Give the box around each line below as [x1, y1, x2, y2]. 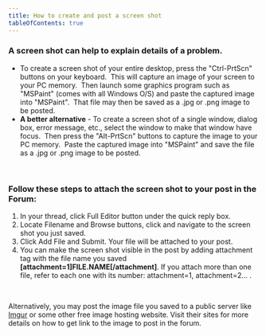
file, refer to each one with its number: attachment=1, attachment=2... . [19, 271, 252, 280]
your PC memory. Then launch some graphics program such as [19, 80, 230, 90]
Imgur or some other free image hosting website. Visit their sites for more [8, 310, 249, 319]
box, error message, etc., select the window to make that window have [19, 123, 252, 132]
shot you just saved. [19, 229, 86, 238]
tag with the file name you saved [19, 254, 127, 264]
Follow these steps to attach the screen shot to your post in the [8, 183, 257, 194]
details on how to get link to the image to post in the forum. [8, 318, 201, 328]
